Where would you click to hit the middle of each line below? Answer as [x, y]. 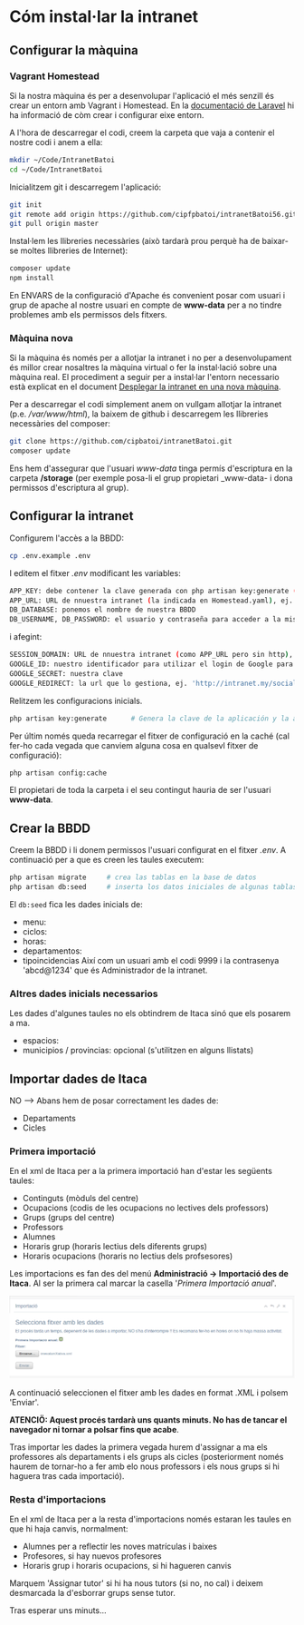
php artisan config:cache [58, 773]
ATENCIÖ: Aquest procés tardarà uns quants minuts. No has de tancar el [148, 1419]
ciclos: [35, 932]
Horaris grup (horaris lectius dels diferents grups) [115, 1247]
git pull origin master [54, 224]
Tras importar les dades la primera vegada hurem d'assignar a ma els [139, 1447]
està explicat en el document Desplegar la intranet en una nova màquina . [145, 387]
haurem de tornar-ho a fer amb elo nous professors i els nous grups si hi [145, 1466]
